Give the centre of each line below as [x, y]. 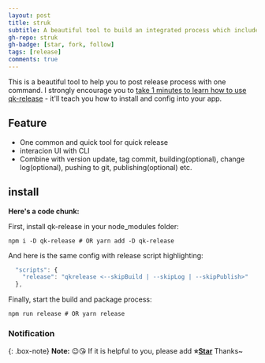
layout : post [30, 15]
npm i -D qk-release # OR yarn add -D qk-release [91, 241]
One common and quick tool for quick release [93, 142]
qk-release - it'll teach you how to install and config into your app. [115, 98]
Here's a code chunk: [44, 211]
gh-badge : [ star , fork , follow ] [61, 45]
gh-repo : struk [33, 37]
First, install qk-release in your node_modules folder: [93, 226]
